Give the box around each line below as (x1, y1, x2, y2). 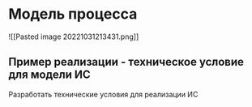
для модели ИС (8, 68, 91, 82)
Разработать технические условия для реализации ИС (8, 89, 199, 99)
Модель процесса (8, 5, 138, 24)
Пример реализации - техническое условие (8, 55, 245, 69)
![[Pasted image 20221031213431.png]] (8, 32, 139, 41)
